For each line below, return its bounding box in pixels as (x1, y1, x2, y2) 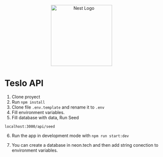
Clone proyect (11, 93, 41, 100)
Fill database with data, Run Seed (11, 114, 79, 120)
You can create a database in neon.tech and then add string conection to (11, 142, 159, 148)
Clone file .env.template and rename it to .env (11, 104, 104, 110)
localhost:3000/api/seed (4, 124, 55, 129)
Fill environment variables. (11, 109, 65, 115)
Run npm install (11, 99, 45, 105)
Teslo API (4, 78, 44, 89)
